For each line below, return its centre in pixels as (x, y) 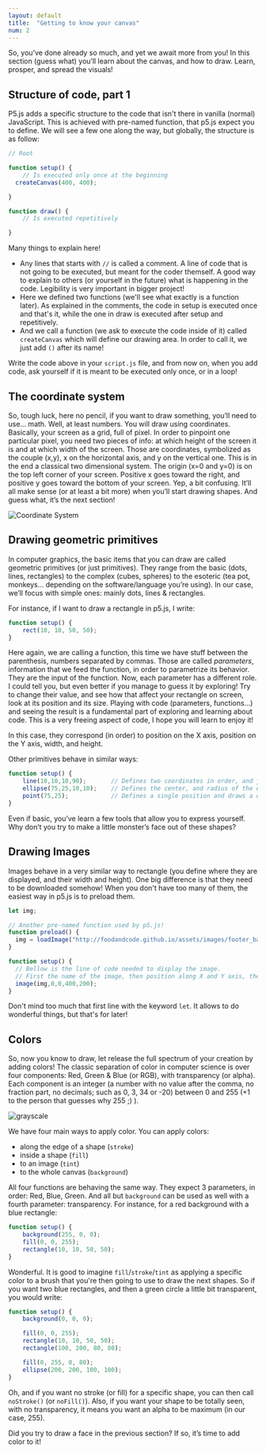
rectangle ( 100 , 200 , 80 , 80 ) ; (72, 1348)
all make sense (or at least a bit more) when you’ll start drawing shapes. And (133, 491)
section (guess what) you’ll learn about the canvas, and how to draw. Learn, (132, 61)
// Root (21, 154)
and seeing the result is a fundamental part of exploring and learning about (131, 711)
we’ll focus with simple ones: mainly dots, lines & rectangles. (107, 592)
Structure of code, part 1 (69, 95)
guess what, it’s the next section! (62, 500)
